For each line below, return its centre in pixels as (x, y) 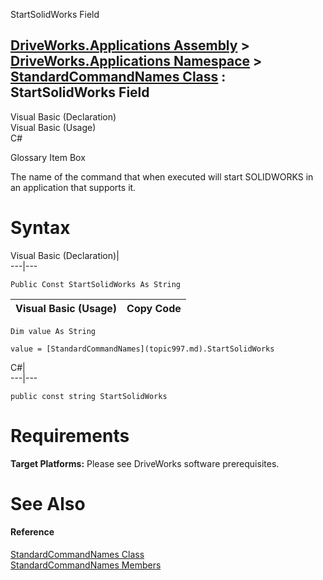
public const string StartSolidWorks (89, 396)
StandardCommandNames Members (86, 565)
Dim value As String (53, 331)
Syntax (40, 228)
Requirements (70, 435)
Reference (32, 532)
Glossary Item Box (48, 157)
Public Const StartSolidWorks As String (96, 284)
